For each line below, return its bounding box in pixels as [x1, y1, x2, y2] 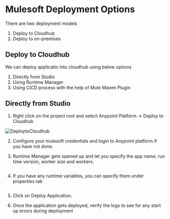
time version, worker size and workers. [12, 159, 94, 165]
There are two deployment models [5, 20, 78, 26]
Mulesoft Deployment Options [5, 4, 135, 15]
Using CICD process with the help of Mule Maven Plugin [12, 84, 131, 90]
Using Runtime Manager [12, 79, 64, 85]
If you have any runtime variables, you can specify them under [12, 173, 144, 179]
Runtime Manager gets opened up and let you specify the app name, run [12, 153, 165, 159]
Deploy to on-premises [12, 36, 61, 42]
